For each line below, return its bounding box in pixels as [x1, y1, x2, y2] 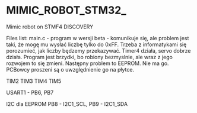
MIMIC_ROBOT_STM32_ [6, 4, 126, 17]
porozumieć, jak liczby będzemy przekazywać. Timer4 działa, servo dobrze [6, 47, 191, 54]
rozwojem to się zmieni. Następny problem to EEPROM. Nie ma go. [6, 60, 169, 67]
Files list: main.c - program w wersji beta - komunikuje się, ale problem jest [6, 34, 189, 41]
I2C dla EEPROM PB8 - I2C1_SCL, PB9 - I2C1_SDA [6, 100, 128, 107]
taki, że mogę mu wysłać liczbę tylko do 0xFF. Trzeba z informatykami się [6, 41, 187, 48]
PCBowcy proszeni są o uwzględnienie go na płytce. [6, 66, 135, 73]
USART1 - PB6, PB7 [6, 89, 54, 96]
